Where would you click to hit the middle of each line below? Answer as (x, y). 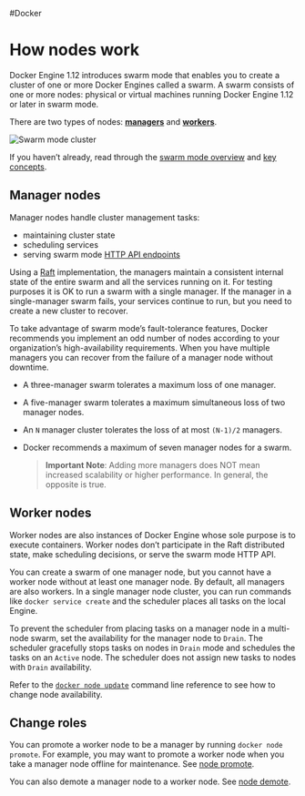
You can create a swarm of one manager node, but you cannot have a (140, 572)
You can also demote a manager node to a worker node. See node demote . (150, 781)
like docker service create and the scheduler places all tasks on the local (148, 601)
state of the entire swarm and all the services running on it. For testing (141, 281)
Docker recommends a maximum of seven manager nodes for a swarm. (157, 447)
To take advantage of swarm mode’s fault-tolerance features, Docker (139, 328)
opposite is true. (76, 484)
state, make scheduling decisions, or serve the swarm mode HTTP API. (143, 554)
